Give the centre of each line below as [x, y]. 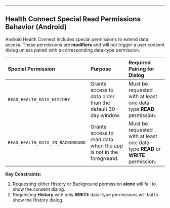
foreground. [104, 158]
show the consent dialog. [39, 189]
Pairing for [141, 69]
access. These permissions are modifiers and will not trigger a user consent [85, 45]
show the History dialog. [38, 200]
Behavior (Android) [36, 27]
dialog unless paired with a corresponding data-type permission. [73, 50]
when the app [107, 146]
